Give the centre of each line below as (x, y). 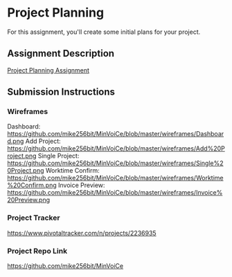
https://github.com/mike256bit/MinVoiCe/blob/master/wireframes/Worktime (115, 178)
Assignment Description (61, 54)
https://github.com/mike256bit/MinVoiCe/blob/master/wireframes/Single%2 (115, 163)
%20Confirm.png (32, 185)
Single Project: (59, 156)
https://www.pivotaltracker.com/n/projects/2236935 (82, 233)
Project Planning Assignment (48, 70)
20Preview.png (29, 200)
